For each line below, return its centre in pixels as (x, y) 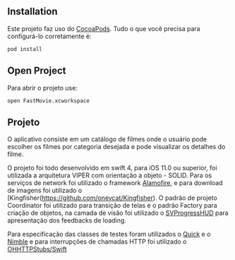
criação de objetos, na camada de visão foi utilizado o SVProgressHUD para (118, 213)
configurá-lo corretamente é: (49, 36)
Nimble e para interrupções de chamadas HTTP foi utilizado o (97, 242)
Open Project (37, 71)
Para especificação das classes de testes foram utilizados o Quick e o (109, 234)
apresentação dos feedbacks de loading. (67, 220)
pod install (25, 49)
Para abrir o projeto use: (42, 88)
